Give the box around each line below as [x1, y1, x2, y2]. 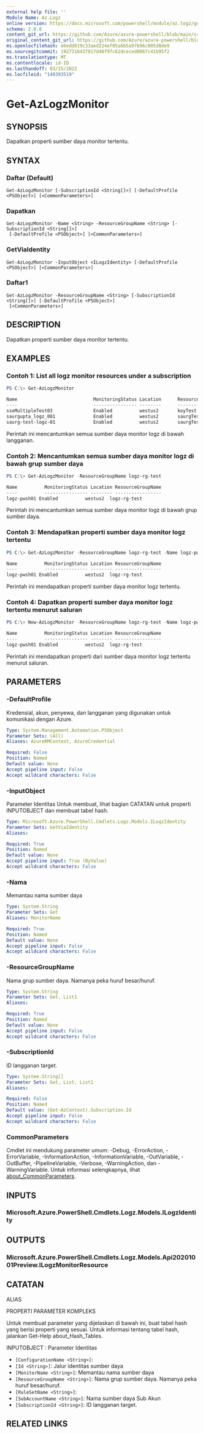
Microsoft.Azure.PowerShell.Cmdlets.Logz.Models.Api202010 [6, 1253, 196, 1261]
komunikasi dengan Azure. [6, 715, 73, 723]
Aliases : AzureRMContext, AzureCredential [6, 738, 115, 745]
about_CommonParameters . [6, 1172, 76, 1180]
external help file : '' [6, 9, 67, 15]
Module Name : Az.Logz [6, 15, 61, 21]
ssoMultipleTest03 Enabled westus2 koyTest [6, 407, 197, 414]
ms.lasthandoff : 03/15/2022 [6, 65, 78, 72]
